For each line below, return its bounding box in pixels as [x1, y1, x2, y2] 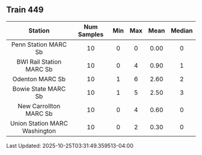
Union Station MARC [10, 119, 68, 127]
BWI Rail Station [16, 57, 62, 65]
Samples [78, 30, 104, 38]
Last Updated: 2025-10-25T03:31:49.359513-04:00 [6, 142, 134, 149]
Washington [22, 126, 56, 135]
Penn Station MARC [11, 40, 67, 49]
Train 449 [6, 5, 44, 15]
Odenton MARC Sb [12, 74, 66, 83]
